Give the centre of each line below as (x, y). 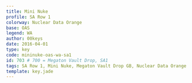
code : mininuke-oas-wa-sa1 (39, 55)
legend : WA (19, 33)
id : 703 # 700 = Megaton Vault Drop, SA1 (57, 60)
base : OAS (18, 28)
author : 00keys (25, 39)
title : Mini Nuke (27, 11)
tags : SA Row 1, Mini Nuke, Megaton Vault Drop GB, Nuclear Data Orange (96, 66)
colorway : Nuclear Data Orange (44, 22)
